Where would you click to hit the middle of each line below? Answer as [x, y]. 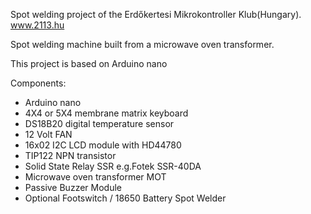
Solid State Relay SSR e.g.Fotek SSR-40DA [113, 166]
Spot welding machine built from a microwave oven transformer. [142, 44]
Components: [38, 83]
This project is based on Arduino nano [89, 63]
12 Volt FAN [48, 134]
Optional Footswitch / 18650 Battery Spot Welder [125, 198]
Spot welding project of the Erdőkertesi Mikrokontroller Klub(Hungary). [156, 14]
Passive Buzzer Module [73, 187]
